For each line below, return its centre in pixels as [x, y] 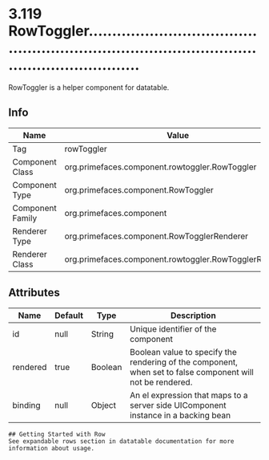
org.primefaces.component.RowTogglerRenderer [157, 236]
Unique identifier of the [173, 328]
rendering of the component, [184, 362]
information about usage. [51, 448]
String [102, 334]
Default [69, 315]
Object [103, 405]
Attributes [34, 293]
